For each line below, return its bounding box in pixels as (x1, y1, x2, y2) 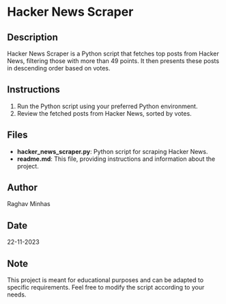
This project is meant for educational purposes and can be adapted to (7, 276, 203, 284)
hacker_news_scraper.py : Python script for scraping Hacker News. (16, 147, 208, 155)
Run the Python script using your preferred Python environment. (16, 102, 198, 110)
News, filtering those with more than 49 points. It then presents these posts (7, 57, 220, 65)
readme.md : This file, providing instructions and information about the (16, 155, 216, 163)
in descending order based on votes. (7, 64, 111, 72)
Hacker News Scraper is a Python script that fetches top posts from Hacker (7, 49, 220, 58)
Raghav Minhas (7, 200, 51, 208)
